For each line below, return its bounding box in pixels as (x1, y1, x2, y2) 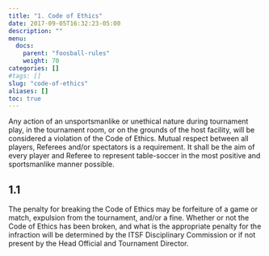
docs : (15, 42, 35, 50)
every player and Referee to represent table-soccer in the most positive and (8, 151, 261, 161)
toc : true (8, 94, 42, 103)
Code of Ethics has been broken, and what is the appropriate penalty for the (8, 221, 262, 231)
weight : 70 (23, 57, 60, 65)
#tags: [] (8, 72, 42, 80)
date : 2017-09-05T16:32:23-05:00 (8, 19, 121, 27)
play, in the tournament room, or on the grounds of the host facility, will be (8, 125, 255, 135)
